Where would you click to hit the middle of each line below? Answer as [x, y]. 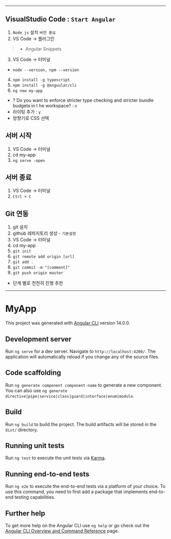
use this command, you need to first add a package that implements [77, 492]
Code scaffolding [33, 373]
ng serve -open [29, 161]
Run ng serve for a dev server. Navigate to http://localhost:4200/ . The [81, 351]
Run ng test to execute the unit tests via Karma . [55, 458]
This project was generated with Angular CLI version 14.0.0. [68, 323]
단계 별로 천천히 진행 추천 [38, 283]
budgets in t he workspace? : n [45, 106]
